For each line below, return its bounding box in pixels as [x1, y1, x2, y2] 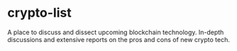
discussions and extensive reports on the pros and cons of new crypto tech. [7, 35, 231, 43]
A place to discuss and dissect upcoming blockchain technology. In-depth [7, 28, 224, 36]
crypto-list [7, 5, 72, 21]
